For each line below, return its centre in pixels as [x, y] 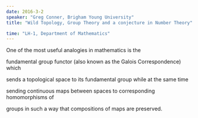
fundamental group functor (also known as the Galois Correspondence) [94, 62]
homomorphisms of [30, 97]
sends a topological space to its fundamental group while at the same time [97, 79]
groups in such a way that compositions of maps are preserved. [84, 109]
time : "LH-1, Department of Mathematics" [58, 33]
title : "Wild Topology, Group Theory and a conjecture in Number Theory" [100, 23]
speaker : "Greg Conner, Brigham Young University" [70, 17]
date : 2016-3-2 [25, 12]
